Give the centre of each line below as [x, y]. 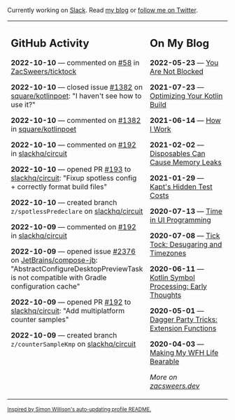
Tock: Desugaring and [186, 244]
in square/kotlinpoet [44, 129]
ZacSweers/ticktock [44, 71]
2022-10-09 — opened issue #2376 [73, 251]
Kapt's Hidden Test [181, 187]
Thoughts [166, 295]
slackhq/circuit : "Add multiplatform [67, 310]
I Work [161, 129]
